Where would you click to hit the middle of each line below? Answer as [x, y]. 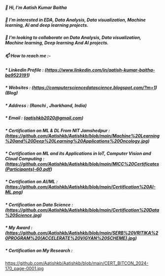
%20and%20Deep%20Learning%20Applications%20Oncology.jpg [77, 141]
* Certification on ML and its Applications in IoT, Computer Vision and [78, 153]
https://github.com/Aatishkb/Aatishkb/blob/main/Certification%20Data [83, 210]
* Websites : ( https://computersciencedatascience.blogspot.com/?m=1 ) [81, 88]
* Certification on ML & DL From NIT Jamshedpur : [58, 130]
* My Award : [19, 228]
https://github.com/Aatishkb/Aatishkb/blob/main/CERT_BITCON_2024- [77, 263]
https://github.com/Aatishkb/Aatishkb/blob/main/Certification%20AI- [81, 187]
